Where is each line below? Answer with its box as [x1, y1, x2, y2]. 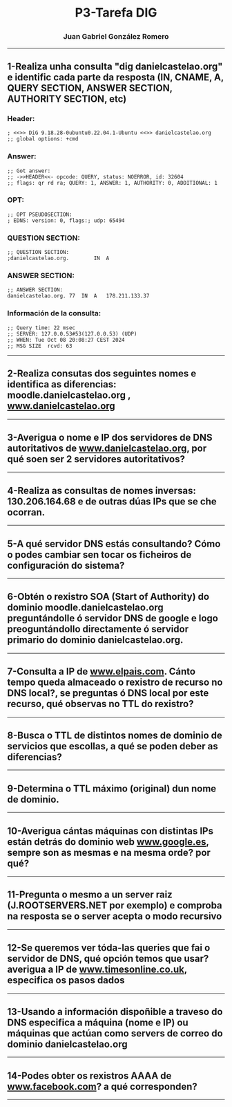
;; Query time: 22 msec [7, 324, 76, 331]
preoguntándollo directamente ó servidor [7, 623, 188, 635]
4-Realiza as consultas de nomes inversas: [7, 484, 197, 496]
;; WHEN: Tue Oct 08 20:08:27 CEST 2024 [7, 336, 126, 343]
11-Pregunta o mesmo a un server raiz [7, 889, 173, 901]
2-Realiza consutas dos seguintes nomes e [7, 368, 197, 380]
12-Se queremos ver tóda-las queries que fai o [7, 942, 211, 954]
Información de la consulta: [7, 309, 101, 318]
